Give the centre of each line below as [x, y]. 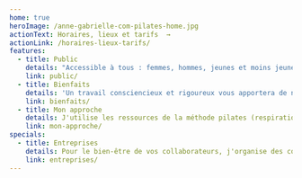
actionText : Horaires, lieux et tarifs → [90, 34]
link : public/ [52, 76]
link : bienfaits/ [58, 101]
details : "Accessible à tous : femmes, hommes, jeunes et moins [148, 68]
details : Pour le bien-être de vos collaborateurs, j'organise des [154, 151]
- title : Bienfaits [54, 85]
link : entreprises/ [62, 160]
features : [28, 51]
